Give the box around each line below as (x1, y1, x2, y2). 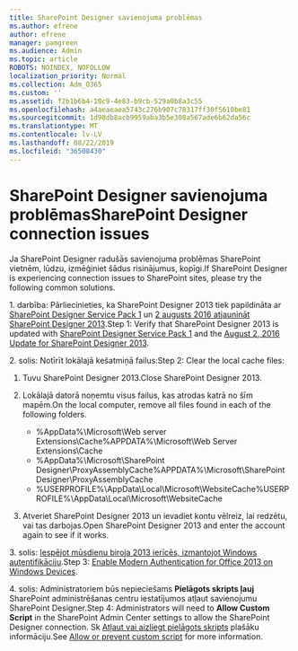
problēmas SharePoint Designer (9, 204, 249, 224)
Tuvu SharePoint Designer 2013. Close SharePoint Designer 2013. (22, 372, 262, 383)
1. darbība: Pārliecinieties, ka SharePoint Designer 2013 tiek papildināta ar (9, 299, 282, 310)
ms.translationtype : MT (9, 122, 99, 131)
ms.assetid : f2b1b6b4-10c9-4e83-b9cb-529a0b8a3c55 (9, 96, 203, 106)
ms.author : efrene (9, 22, 78, 31)
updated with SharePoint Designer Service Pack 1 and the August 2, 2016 (9, 328, 280, 339)
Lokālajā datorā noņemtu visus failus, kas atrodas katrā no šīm (22, 390, 253, 400)
